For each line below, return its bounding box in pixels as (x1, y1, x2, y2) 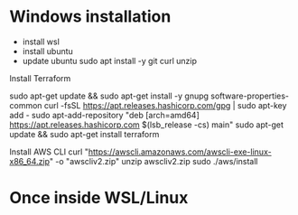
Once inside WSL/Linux (9, 188, 189, 209)
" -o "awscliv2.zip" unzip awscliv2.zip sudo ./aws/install (49, 155, 258, 166)
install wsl (22, 36, 61, 47)
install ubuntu (22, 45, 74, 56)
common (9, 99, 42, 110)
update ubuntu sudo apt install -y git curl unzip (22, 55, 197, 66)
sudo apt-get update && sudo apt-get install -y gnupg (9, 90, 210, 101)
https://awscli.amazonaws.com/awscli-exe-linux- (88, 146, 273, 157)
